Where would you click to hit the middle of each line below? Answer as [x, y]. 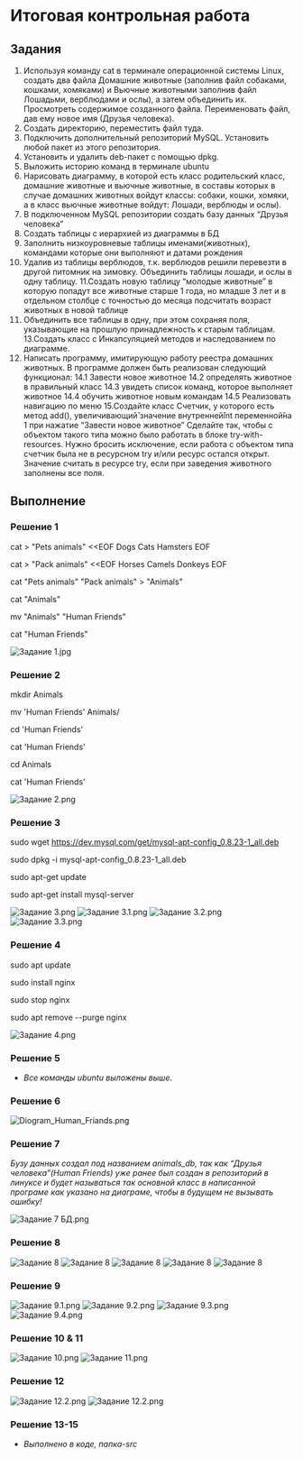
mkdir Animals [37, 694]
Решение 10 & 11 [47, 1338]
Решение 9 [36, 1286]
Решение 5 [36, 1058]
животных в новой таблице [76, 310]
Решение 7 [35, 1144]
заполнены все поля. [64, 473]
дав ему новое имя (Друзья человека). [99, 119]
